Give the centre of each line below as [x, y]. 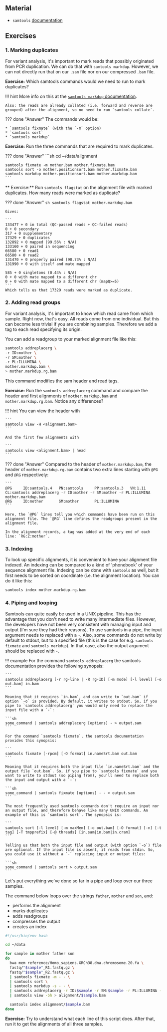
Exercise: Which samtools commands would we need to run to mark [75, 81]
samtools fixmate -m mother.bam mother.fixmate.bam [60, 165]
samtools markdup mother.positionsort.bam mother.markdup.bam [71, 174]
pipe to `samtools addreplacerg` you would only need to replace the [79, 706]
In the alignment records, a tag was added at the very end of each [78, 532]
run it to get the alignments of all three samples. [54, 1024]
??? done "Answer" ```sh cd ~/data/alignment [51, 156]
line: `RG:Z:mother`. [28, 536]
